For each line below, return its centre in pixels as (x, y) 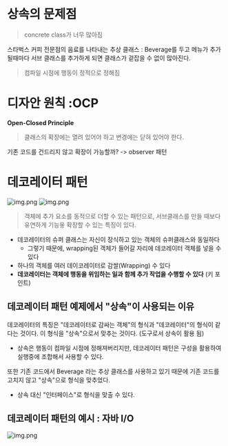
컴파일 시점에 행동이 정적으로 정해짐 (72, 73)
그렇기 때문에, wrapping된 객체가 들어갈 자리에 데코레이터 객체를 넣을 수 (124, 248)
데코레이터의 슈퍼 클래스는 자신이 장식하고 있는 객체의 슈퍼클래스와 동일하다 (118, 239)
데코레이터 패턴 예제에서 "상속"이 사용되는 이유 (101, 307)
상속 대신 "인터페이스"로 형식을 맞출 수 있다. (76, 394)
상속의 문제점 (42, 14)
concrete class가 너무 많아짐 (63, 35)
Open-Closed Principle (41, 122)
